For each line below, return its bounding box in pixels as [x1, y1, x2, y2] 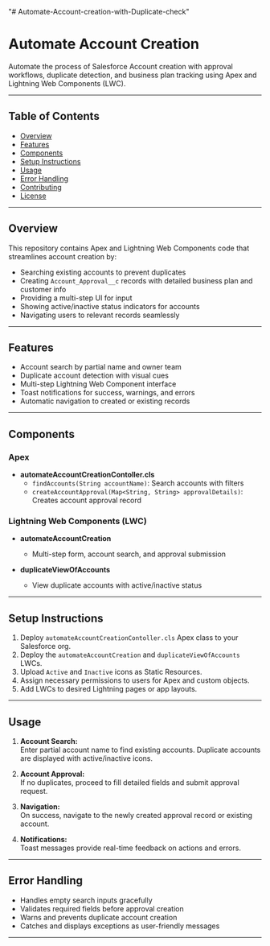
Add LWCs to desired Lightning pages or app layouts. [19, 684, 198, 694]
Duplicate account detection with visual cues [19, 370, 169, 381]
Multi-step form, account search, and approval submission [31, 549, 227, 559]
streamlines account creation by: [8, 251, 117, 261]
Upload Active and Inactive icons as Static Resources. [19, 667, 202, 677]
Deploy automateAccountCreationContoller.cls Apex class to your [19, 633, 239, 642]
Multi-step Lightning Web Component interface [19, 379, 177, 389]
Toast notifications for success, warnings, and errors [19, 388, 195, 398]
